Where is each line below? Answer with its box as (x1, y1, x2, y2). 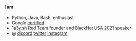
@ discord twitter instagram (11, 30, 68, 36)
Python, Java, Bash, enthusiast (11, 15, 74, 20)
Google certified (11, 20, 45, 26)
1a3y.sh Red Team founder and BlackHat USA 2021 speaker (11, 25, 132, 31)
